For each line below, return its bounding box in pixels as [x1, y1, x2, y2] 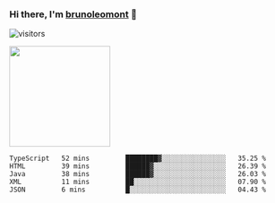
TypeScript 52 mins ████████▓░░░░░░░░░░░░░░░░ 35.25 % [9, 154, 267, 164]
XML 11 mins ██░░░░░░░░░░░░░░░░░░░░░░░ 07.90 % [9, 178, 267, 187]
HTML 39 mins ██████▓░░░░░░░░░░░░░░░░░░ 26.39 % [9, 162, 267, 171]
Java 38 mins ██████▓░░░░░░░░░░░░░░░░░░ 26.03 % [9, 170, 267, 179]
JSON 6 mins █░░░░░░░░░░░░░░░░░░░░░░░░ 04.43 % [9, 185, 267, 195]
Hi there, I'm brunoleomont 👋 [9, 8, 137, 21]
